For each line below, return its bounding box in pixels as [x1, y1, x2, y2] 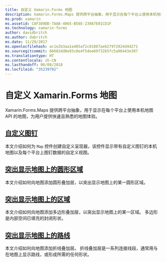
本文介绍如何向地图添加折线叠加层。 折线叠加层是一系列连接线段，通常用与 [5, 245, 158, 251]
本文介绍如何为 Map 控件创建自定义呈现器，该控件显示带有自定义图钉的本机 [5, 143, 157, 149]
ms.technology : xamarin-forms [5, 26, 68, 31]
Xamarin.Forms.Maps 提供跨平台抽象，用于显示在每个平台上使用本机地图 [5, 107, 154, 113]
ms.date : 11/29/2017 [5, 40, 48, 44]
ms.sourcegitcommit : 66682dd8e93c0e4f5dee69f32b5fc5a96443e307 [5, 48, 138, 53]
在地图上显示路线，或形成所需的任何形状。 [5, 252, 92, 258]
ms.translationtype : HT [5, 53, 54, 58]
